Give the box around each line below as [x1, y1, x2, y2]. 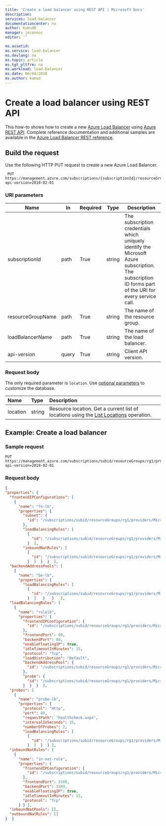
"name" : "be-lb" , [18, 573, 54, 578]
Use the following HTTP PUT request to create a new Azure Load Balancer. [5, 162, 158, 168]
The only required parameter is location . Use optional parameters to [5, 380, 145, 386]
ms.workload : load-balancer [5, 67, 63, 72]
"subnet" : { [23, 513, 48, 518]
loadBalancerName [7, 333, 52, 340]
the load [124, 333, 144, 340]
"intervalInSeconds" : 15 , [23, 720, 77, 725]
